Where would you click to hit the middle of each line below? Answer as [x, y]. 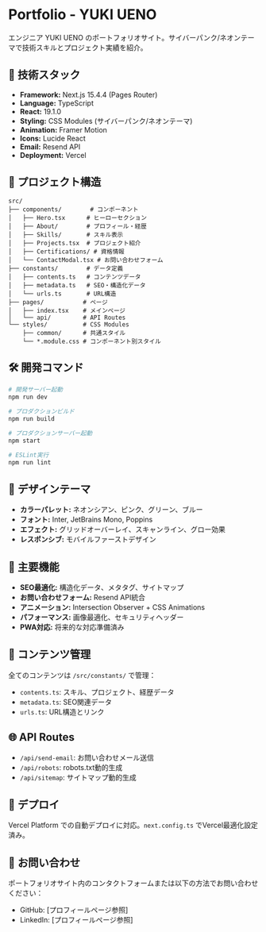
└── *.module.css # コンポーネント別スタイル [92, 341]
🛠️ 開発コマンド [46, 367]
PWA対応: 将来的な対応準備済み [72, 627]
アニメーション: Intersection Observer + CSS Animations [112, 607]
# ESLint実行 [29, 455]
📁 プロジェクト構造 [55, 182]
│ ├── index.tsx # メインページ [67, 310]
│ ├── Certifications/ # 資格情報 [66, 252]
